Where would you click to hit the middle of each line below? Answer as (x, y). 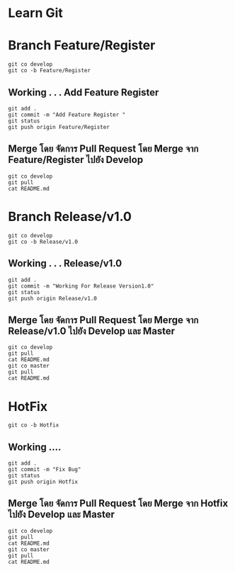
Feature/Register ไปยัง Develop (76, 160)
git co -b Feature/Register (50, 71)
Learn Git (35, 13)
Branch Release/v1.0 (70, 216)
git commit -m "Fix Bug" (45, 470)
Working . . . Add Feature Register (84, 92)
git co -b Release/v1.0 (43, 242)
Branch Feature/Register (82, 46)
